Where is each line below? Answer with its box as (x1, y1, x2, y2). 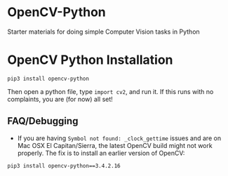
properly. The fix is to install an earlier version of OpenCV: (17, 149, 185, 157)
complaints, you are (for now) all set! (7, 95, 114, 103)
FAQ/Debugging (7, 115, 79, 127)
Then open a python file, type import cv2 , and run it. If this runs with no (7, 87, 214, 95)
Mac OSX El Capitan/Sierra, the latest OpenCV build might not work (17, 141, 213, 149)
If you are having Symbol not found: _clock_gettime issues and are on (17, 134, 222, 142)
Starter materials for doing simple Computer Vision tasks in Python (7, 27, 200, 36)
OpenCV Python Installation (7, 52, 173, 68)
